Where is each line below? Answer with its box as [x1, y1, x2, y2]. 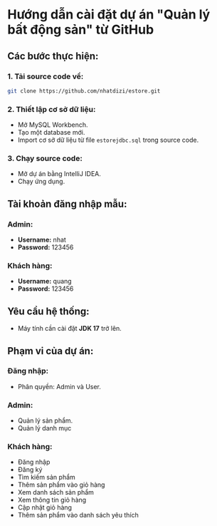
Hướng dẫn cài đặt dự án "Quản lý [7, 6, 211, 23]
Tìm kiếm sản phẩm [17, 473, 76, 482]
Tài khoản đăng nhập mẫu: [7, 197, 127, 210]
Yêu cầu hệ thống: [7, 305, 90, 317]
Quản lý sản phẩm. [17, 416, 73, 425]
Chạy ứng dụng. [17, 177, 65, 186]
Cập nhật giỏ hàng [17, 503, 73, 512]
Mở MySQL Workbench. [17, 120, 88, 129]
